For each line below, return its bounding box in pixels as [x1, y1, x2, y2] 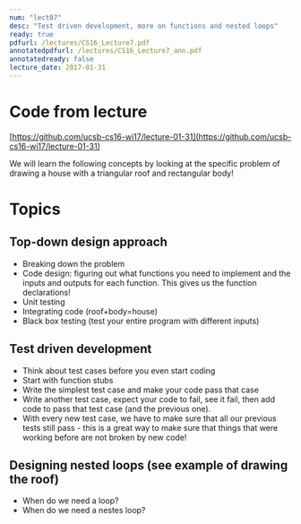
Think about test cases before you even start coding [21, 365, 216, 376]
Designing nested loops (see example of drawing [9, 458, 288, 473]
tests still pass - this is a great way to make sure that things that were [21, 422, 279, 433]
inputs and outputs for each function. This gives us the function [21, 277, 257, 288]
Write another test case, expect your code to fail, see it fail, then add [21, 393, 276, 404]
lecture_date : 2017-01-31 [9, 64, 106, 73]
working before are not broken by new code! [21, 432, 187, 442]
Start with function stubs [21, 374, 114, 385]
